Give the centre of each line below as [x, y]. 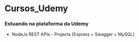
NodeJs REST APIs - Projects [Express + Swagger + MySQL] [73, 34]
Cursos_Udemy [36, 9]
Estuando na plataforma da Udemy [47, 24]
